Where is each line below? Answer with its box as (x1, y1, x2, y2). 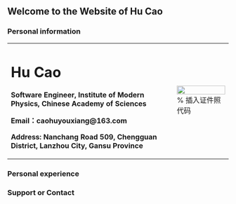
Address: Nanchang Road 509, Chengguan (11, 132, 157, 142)
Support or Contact (7, 187, 75, 197)
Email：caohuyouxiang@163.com (11, 116, 128, 125)
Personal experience (7, 168, 79, 178)
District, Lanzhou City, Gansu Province (11, 140, 143, 150)
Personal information (7, 27, 81, 36)
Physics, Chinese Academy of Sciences (11, 98, 147, 108)
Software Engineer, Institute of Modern (11, 90, 145, 100)
